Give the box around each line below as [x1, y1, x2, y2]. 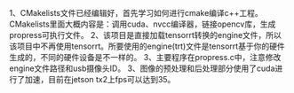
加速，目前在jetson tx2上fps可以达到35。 [24, 74, 176, 84]
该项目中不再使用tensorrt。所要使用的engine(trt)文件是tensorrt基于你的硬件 [9, 41, 286, 51]
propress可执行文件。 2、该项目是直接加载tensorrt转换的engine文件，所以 [9, 30, 282, 40]
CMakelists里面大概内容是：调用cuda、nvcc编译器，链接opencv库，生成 [9, 19, 276, 29]
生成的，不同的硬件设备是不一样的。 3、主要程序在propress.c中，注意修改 [9, 52, 282, 62]
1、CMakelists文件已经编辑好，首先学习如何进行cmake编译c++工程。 [9, 8, 264, 18]
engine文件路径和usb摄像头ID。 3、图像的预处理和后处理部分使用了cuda [9, 63, 275, 74]
